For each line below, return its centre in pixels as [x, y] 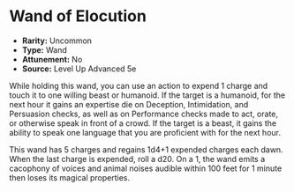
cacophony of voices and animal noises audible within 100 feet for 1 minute [146, 168]
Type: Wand [45, 49]
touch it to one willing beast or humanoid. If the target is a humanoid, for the [147, 95]
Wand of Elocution [78, 16]
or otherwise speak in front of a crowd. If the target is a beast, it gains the [143, 123]
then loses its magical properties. [70, 177]
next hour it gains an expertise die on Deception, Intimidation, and [129, 104]
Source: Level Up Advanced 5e [79, 69]
